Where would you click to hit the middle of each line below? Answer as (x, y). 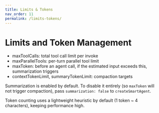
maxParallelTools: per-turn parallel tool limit (56, 61)
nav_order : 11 (19, 14)
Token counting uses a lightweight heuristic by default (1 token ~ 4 (72, 100)
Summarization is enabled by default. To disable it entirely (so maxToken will (80, 86)
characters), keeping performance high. (45, 106)
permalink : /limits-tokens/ (33, 18)
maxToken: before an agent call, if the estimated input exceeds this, (79, 66)
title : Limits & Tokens (29, 9)
